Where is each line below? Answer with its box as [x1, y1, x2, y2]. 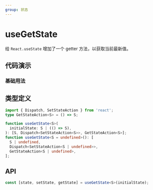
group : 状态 [5, 7, 28, 12]
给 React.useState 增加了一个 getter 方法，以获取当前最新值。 [5, 46, 131, 51]
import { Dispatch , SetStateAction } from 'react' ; [5, 107, 114, 113]
